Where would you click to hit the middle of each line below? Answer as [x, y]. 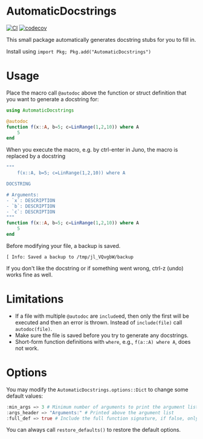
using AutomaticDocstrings [40, 110]
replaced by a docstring [36, 156]
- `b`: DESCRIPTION [31, 206]
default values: [25, 396]
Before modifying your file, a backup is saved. [63, 246]
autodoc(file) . [34, 329]
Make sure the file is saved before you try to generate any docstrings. [102, 335]
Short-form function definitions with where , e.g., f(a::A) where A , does [103, 341]
